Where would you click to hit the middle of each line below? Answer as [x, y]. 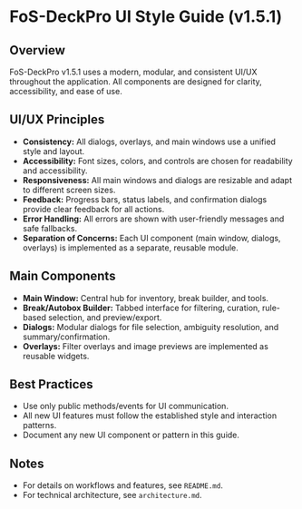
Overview [38, 50]
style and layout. [54, 151]
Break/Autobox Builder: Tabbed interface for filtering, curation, [141, 308]
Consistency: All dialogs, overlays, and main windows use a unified [149, 142]
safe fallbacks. [50, 228]
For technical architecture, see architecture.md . [112, 495]
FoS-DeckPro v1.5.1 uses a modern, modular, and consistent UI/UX [133, 72]
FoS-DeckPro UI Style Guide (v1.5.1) [146, 17]
